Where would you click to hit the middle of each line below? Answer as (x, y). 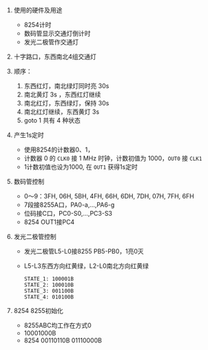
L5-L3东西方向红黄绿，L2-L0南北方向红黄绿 (86, 266)
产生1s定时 (29, 135)
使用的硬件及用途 (38, 10)
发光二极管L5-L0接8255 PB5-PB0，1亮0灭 (84, 251)
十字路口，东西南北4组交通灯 (55, 56)
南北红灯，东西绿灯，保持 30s (66, 103)
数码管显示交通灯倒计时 (57, 33)
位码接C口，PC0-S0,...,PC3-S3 (68, 213)
